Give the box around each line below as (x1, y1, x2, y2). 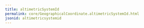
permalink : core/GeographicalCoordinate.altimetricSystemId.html (5, 11, 139, 16)
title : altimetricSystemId (5, 7, 59, 12)
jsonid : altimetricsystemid (5, 16, 62, 20)
